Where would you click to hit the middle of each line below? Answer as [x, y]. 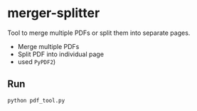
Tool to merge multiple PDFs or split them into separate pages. [99, 33]
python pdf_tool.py [36, 100]
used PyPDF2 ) [37, 61]
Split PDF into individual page [61, 54]
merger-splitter [54, 13]
